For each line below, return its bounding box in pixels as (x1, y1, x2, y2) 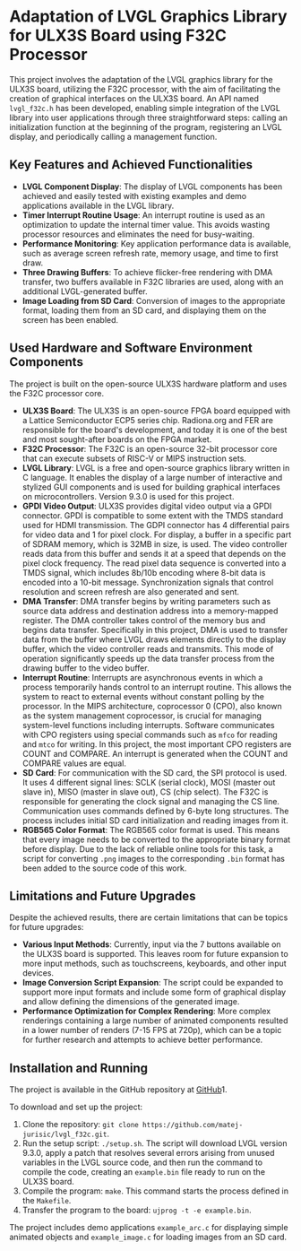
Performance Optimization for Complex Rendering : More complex (21, 1006, 271, 1017)
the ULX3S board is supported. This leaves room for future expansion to (21, 949, 288, 960)
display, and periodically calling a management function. (9, 131, 218, 142)
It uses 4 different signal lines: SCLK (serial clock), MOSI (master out (21, 777, 276, 787)
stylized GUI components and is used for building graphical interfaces (21, 482, 280, 492)
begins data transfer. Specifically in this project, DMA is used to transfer (21, 624, 288, 635)
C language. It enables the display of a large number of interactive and (21, 472, 283, 482)
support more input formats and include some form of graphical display (21, 986, 287, 997)
